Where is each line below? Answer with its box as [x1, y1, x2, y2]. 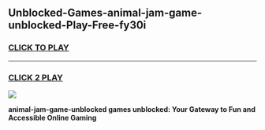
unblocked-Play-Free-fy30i [8, 19, 147, 32]
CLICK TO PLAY [8, 43, 69, 54]
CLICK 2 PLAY [8, 72, 63, 83]
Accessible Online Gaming [8, 113, 97, 122]
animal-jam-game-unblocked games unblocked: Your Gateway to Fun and [8, 104, 256, 113]
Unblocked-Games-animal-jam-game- [8, 6, 203, 20]
